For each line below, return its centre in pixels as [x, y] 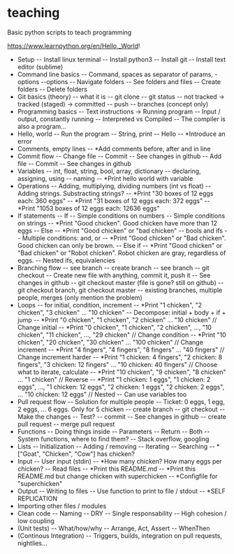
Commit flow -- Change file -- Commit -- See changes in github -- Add [119, 156]
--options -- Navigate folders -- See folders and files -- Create [131, 81]
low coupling [36, 520]
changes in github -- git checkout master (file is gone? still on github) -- [120, 282]
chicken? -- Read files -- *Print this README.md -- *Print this [107, 469]
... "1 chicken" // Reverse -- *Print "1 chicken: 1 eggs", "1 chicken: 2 [114, 379]
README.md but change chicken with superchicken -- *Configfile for [117, 476]
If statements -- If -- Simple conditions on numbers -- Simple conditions [121, 216]
